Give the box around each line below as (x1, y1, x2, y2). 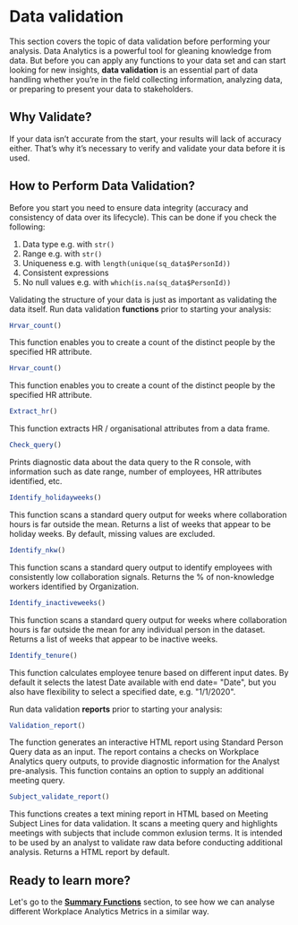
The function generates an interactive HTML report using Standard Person (9, 737, 284, 748)
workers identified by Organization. (9, 581, 140, 592)
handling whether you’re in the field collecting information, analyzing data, (9, 73, 284, 84)
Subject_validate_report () (9, 792, 110, 801)
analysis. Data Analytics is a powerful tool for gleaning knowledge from (9, 45, 272, 56)
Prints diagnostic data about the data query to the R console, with (9, 457, 251, 468)
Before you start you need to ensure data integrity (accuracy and (9, 202, 249, 212)
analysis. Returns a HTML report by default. (9, 847, 170, 858)
